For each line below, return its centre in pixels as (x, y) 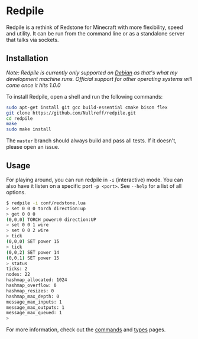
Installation (27, 58)
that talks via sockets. (33, 40)
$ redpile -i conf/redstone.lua (46, 203)
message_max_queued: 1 (34, 313)
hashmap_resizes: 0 (30, 291)
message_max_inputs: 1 (34, 302)
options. (16, 192)
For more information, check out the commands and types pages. (86, 330)
